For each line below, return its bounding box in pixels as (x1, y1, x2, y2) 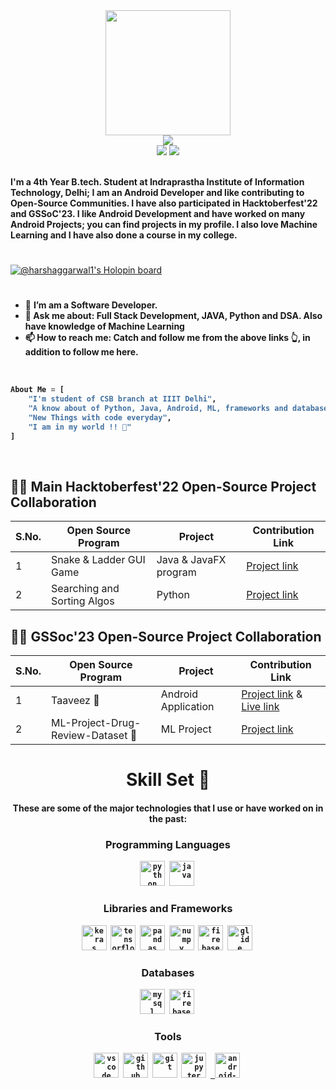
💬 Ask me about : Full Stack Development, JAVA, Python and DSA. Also (24, 310, 323, 322)
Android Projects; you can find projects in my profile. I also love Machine (10, 219, 318, 230)
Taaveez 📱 (51, 694, 100, 708)
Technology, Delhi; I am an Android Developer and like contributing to (10, 187, 305, 198)
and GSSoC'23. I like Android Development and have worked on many (10, 208, 306, 219)
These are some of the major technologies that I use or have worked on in (12, 802, 324, 814)
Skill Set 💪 (125, 769, 211, 791)
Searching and (51, 582, 120, 596)
